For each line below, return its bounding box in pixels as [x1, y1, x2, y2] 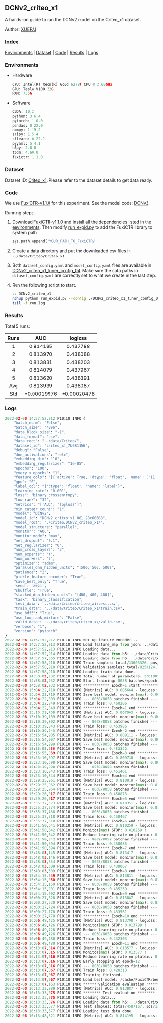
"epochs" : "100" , [14, 466, 49, 471]
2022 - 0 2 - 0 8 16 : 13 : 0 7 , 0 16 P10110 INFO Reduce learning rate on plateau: [5, 954, 153, 959]
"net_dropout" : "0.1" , [14, 538, 60, 543]
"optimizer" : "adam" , [14, 561, 57, 566]
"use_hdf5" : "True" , [14, 610, 55, 615]
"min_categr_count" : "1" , [14, 506, 66, 511]
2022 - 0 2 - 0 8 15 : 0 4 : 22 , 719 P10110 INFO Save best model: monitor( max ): [5, 692, 149, 697]
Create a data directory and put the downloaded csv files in [12, 248, 131, 254]
